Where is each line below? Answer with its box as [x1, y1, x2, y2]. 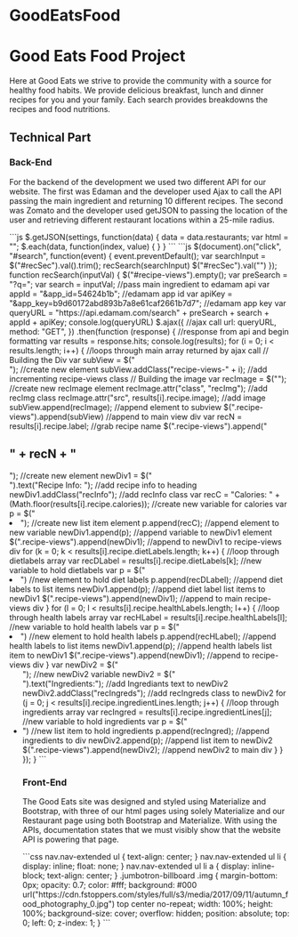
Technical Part [9, 130, 92, 145]
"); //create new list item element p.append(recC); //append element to [20, 517, 280, 528]
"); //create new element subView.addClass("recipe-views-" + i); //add [9, 364, 268, 375]
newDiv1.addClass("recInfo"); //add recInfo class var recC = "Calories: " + [9, 489, 280, 499]
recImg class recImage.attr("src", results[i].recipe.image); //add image [9, 392, 267, 403]
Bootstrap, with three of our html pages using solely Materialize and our [21, 805, 286, 816]
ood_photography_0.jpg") [21, 898, 116, 909]
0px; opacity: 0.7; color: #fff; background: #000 [21, 879, 197, 890]
